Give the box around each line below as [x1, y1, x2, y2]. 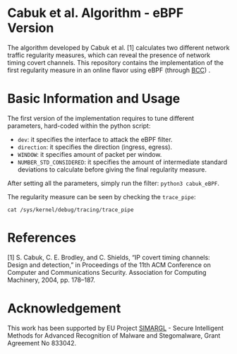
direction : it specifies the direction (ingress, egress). [17, 143, 173, 151]
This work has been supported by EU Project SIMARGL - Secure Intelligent [7, 324, 224, 332]
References [7, 230, 76, 246]
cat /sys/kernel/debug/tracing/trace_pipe [7, 206, 134, 213]
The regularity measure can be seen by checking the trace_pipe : [7, 192, 196, 201]
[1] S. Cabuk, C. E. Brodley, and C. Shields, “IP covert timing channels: [7, 253, 210, 261]
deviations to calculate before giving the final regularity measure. [17, 165, 207, 174]
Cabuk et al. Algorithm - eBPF [7, 5, 184, 21]
